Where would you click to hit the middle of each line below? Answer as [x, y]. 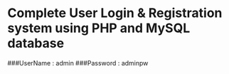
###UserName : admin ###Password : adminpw [78, 63]
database [36, 43]
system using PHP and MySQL [99, 28]
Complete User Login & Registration [115, 13]
